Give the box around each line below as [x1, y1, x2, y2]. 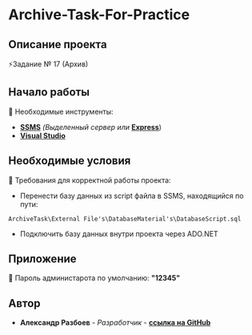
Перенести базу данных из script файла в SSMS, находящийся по [19, 191, 244, 200]
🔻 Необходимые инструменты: [8, 107, 114, 116]
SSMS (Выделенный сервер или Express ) [19, 122, 162, 131]
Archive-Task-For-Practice [8, 6, 190, 24]
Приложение [8, 252, 78, 266]
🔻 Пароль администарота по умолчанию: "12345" [8, 273, 181, 283]
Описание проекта [8, 38, 107, 51]
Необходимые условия [8, 154, 131, 167]
